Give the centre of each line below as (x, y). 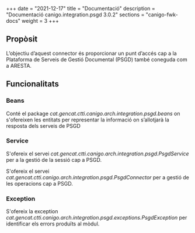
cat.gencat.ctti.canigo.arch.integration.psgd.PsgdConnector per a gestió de (98, 177)
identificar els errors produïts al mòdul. (53, 224)
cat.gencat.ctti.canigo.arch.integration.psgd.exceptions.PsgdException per (97, 218)
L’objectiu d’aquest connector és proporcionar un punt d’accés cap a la (91, 53)
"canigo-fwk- (162, 15)
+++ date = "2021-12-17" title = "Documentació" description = (81, 8)
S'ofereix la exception (32, 211)
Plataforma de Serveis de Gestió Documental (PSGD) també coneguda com (97, 59)
